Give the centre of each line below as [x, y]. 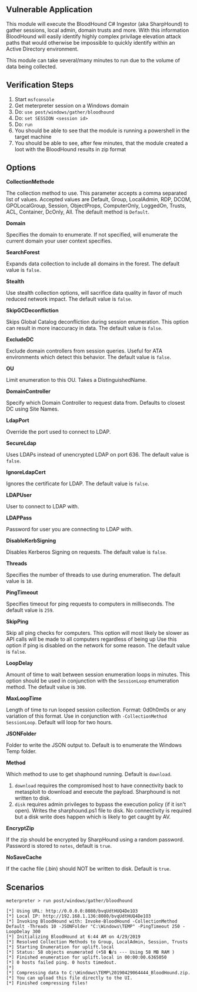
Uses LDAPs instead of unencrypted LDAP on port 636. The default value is [98, 455]
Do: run [24, 124]
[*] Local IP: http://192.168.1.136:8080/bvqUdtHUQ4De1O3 [79, 916]
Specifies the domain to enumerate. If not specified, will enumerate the [92, 235]
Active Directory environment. [42, 49]
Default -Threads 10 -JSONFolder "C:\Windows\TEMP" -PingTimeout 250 [93, 927]
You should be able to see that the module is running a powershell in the [102, 130]
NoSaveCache [24, 857]
